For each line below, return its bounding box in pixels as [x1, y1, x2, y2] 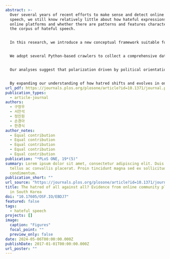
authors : [5, 100, 24, 105]
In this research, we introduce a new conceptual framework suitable [10, 40, 159, 45]
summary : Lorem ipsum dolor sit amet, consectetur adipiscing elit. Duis [5, 161, 164, 166]
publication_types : [5, 90, 47, 95]
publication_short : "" [5, 175, 53, 180]
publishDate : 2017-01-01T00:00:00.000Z [5, 241, 90, 246]
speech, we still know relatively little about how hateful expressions [10, 17, 166, 22]
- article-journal [10, 95, 49, 100]
